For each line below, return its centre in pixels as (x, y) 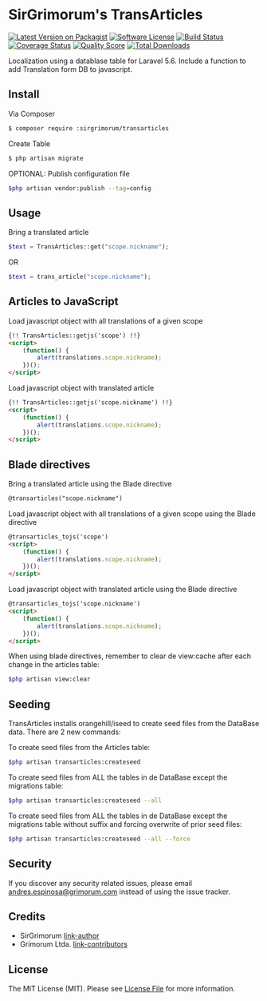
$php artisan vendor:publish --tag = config (80, 188)
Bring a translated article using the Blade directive (90, 484)
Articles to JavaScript (63, 302)
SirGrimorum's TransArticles (106, 15)
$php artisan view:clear (49, 679)
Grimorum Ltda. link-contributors (73, 944)
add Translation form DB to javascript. (71, 69)
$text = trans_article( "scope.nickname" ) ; (80, 277)
